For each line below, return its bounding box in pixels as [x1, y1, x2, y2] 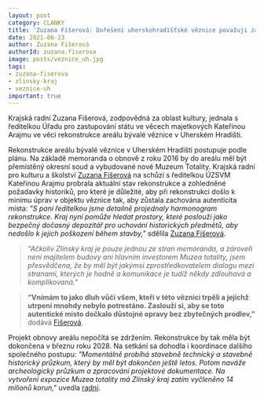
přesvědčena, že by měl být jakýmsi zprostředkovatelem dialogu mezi [27, 261, 255, 270]
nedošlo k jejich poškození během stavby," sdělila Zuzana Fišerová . [8, 229, 226, 238]
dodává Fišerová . [27, 317, 84, 327]
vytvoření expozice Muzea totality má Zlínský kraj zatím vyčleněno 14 [8, 375, 234, 384]
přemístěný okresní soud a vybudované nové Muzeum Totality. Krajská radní [8, 162, 255, 171]
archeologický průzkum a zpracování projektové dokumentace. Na [8, 366, 225, 376]
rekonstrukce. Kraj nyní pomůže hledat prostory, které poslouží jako [8, 212, 228, 222]
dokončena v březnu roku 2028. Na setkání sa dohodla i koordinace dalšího [8, 341, 253, 350]
